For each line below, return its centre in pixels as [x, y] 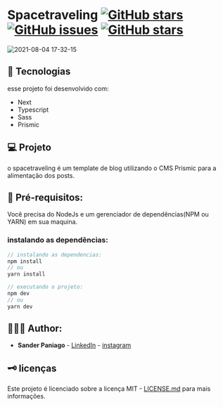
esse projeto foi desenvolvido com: [58, 89]
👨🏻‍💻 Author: [35, 329]
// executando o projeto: [45, 287]
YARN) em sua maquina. [43, 222]
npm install [25, 261]
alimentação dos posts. [41, 175]
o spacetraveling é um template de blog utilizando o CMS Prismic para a [112, 168]
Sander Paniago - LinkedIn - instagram [74, 345]
